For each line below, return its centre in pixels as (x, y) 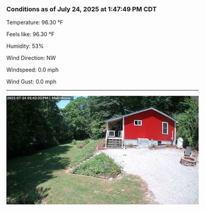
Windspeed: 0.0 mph (33, 70)
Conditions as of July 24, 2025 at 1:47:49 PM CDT (81, 9)
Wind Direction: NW (31, 58)
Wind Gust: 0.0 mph (31, 82)
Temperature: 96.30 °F (35, 23)
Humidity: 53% (25, 46)
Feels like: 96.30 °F (31, 34)
